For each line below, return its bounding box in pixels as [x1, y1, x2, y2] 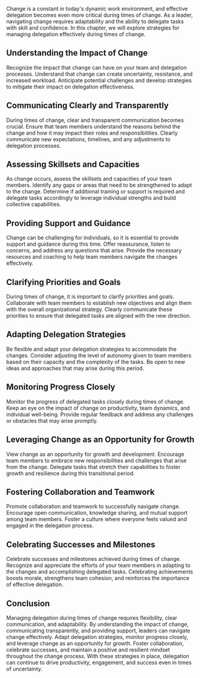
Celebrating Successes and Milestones [6, 539, 156, 549]
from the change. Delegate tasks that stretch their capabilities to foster [6, 463, 181, 470]
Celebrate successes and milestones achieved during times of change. [6, 555, 181, 563]
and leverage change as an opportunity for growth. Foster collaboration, [6, 640, 184, 647]
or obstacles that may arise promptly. [6, 417, 98, 424]
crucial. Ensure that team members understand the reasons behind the [6, 123, 181, 130]
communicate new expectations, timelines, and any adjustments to [6, 135, 171, 143]
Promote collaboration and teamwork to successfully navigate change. [6, 503, 181, 510]
